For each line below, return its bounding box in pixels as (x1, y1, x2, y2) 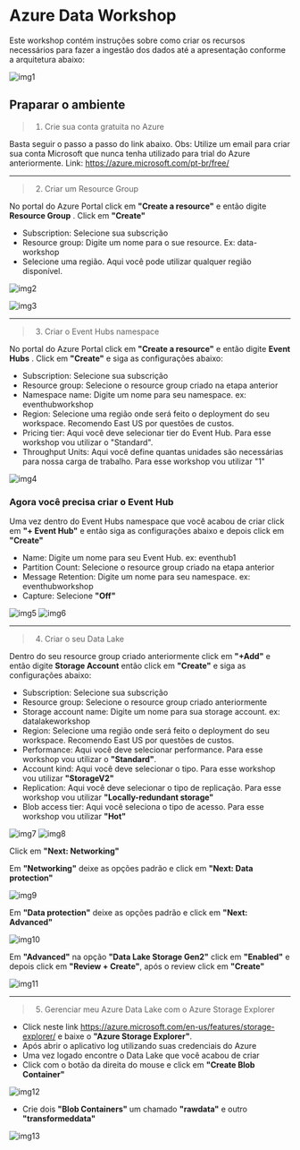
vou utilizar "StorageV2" (21, 773, 114, 784)
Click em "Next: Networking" (9, 845, 120, 856)
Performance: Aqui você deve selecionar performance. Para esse (21, 744, 263, 755)
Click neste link (21, 1022, 79, 1033)
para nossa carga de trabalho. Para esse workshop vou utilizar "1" (21, 456, 266, 467)
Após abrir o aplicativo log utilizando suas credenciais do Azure (21, 1041, 257, 1051)
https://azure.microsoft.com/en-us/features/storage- (79, 1022, 275, 1033)
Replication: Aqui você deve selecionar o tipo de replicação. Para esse (21, 783, 281, 794)
